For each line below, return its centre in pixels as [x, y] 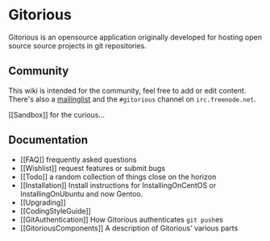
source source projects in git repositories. [77, 45]
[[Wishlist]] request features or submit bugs [93, 168]
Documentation [48, 140]
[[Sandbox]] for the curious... [56, 114]
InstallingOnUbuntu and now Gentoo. [81, 193]
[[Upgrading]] [43, 202]
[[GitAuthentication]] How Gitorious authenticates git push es [121, 219]
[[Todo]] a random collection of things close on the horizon [118, 177]
